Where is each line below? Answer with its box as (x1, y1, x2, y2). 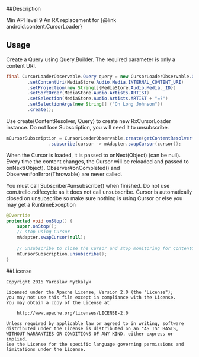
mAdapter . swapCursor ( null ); (17, 235, 86, 241)
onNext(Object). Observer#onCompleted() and (6, 164, 120, 171)
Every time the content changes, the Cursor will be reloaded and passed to (6, 157, 190, 165)
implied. (6, 336, 28, 342)
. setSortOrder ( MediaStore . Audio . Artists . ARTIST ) (27, 90, 150, 96)
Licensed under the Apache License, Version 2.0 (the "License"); (6, 289, 174, 295)
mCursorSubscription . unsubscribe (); (17, 251, 108, 257)
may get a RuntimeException (6, 201, 76, 208)
